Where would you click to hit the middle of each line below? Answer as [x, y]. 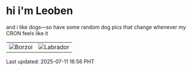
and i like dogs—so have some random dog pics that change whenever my [96, 27]
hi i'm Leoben [40, 11]
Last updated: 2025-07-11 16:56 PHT [50, 61]
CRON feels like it [27, 33]
